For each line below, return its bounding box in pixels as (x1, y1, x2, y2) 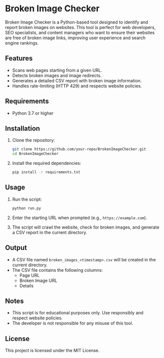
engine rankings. (5, 40, 39, 46)
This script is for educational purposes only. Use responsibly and (12, 310, 143, 316)
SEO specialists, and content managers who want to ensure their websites (5, 29, 155, 35)
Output (5, 244, 27, 252)
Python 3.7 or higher (12, 110, 54, 116)
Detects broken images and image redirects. (12, 72, 102, 78)
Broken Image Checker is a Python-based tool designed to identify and (5, 19, 148, 25)
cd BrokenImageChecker (12, 152, 59, 156)
